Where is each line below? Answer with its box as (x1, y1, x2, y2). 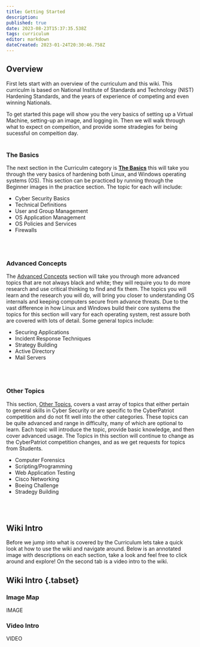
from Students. (6, 445, 43, 452)
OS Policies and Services (14, 220, 77, 227)
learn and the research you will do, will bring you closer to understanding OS (6, 292, 195, 299)
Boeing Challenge (14, 481, 59, 489)
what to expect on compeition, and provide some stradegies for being (6, 123, 178, 130)
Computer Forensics (14, 456, 66, 463)
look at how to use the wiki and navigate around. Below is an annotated (6, 545, 181, 552)
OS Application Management (14, 213, 86, 221)
